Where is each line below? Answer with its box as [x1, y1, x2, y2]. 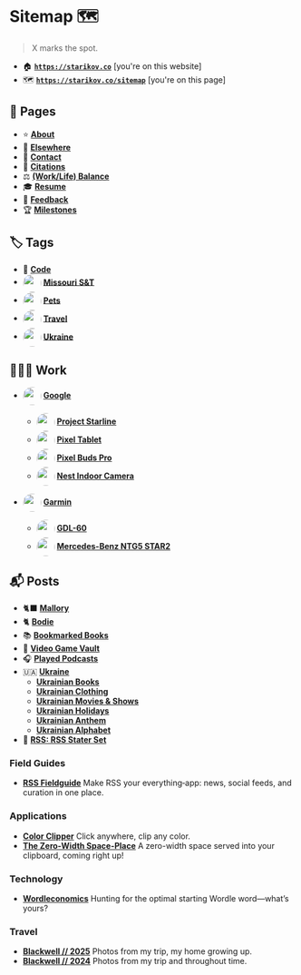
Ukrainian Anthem [35, 715, 107, 726]
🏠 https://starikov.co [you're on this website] [22, 60, 202, 72]
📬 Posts [9, 573, 60, 589]
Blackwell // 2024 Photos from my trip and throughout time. [22, 956, 248, 967]
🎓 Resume [22, 181, 66, 192]
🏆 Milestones [22, 204, 77, 215]
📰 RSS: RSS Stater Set [22, 734, 107, 745]
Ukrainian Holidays [35, 705, 110, 716]
